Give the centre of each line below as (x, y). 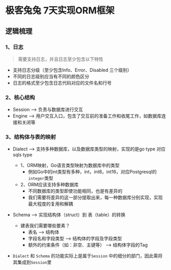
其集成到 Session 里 (32, 262)
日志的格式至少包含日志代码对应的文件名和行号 (62, 83)
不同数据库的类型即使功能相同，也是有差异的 (75, 191)
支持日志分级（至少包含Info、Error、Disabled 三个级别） (72, 70)
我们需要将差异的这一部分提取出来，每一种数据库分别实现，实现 (95, 198)
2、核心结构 (20, 97)
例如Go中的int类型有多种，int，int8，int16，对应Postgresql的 (92, 172)
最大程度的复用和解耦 (50, 204)
